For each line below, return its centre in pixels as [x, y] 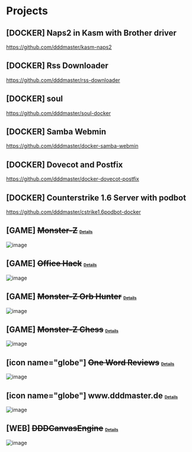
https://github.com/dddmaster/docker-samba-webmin [72, 146]
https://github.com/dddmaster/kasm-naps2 [59, 47]
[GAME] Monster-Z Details [49, 231]
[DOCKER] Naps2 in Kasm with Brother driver [91, 33]
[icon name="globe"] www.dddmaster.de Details [92, 395]
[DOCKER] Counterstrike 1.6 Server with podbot [96, 197]
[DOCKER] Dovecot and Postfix [65, 165]
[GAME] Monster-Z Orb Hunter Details [71, 297]
